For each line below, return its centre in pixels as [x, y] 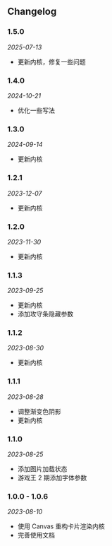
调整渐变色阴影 [39, 411]
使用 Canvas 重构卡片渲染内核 [61, 526]
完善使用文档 [36, 535]
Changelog [32, 12]
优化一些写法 [36, 110]
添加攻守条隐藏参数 [45, 314]
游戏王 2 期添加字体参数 [52, 478]
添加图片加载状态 [42, 469]
